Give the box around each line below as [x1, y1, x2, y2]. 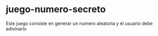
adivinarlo [6, 25, 27, 31]
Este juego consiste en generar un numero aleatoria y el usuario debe [6, 20, 153, 26]
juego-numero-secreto [6, 4, 106, 15]
